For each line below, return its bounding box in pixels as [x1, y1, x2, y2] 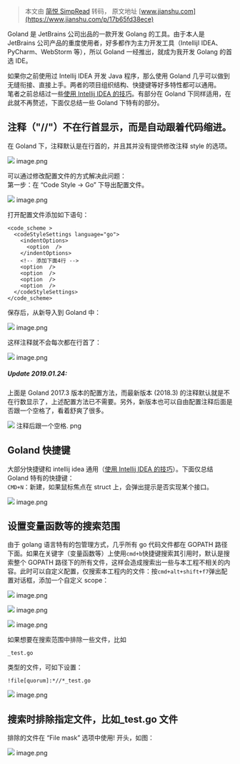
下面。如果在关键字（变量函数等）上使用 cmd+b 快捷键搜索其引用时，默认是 [7, 549, 224, 558]
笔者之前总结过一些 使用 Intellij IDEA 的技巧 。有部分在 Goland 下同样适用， [7, 89, 225, 98]
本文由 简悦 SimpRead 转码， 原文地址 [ [24, 7, 141, 15]
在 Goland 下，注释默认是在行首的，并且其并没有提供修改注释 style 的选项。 [7, 141, 231, 150]
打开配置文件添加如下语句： [7, 210, 89, 218]
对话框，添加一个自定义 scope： [13, 576, 109, 585]
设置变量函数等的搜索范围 [7, 520, 120, 532]
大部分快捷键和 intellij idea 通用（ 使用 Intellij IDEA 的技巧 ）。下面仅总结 [7, 464, 214, 473]
